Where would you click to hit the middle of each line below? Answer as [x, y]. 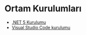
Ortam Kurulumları [43, 9]
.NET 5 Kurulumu [29, 22]
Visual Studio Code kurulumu [41, 27]
